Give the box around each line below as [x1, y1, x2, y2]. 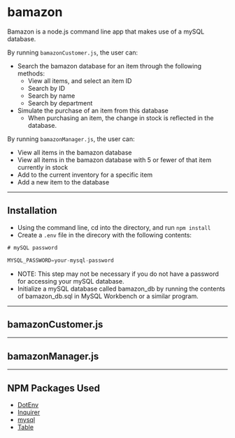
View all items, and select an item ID [27, 76, 132, 85]
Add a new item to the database [17, 177, 110, 186]
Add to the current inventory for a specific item [17, 170, 153, 179]
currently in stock [17, 163, 69, 171]
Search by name [27, 92, 76, 100]
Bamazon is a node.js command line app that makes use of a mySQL [7, 27, 205, 36]
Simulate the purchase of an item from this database [17, 106, 169, 115]
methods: [17, 69, 45, 78]
